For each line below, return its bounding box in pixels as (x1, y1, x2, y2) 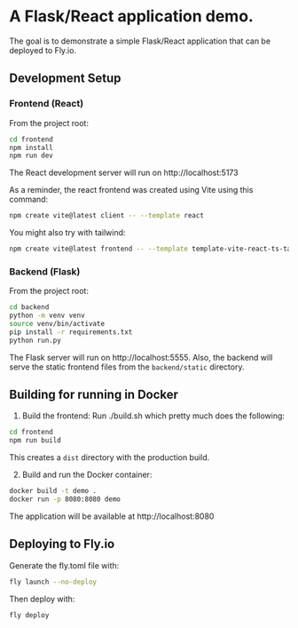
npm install (9, 143, 53, 152)
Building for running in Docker (9, 387, 179, 402)
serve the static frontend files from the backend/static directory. (9, 362, 245, 372)
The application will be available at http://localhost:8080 (9, 511, 215, 521)
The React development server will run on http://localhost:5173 (9, 167, 239, 179)
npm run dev (9, 151, 53, 161)
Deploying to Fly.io (9, 537, 115, 552)
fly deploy (9, 610, 50, 619)
